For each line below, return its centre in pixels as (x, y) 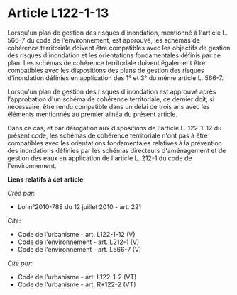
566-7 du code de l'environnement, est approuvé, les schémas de (104, 40)
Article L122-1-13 (58, 13)
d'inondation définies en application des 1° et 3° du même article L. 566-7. (116, 78)
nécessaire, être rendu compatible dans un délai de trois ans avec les (109, 106)
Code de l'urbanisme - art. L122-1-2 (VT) (77, 277)
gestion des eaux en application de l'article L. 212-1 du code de (100, 158)
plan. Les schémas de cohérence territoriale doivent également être (106, 62)
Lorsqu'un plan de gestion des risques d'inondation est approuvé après (112, 91)
